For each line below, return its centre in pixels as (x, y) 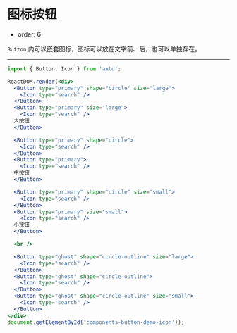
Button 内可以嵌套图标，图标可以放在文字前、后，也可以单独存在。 (104, 49)
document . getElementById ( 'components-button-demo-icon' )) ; (96, 322)
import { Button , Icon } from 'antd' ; (64, 69)
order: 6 (29, 34)
